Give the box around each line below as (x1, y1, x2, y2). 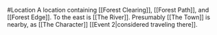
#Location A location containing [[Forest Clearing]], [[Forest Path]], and (7, 6, 209, 14)
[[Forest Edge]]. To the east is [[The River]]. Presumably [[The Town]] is (7, 13, 211, 21)
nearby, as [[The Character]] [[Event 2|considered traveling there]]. (7, 21, 198, 28)
